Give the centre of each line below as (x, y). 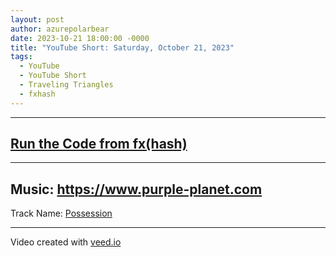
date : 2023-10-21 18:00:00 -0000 (80, 38)
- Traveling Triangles (66, 85)
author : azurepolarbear (60, 29)
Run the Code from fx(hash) (99, 144)
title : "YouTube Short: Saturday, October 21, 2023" (122, 47)
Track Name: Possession (61, 213)
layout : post (37, 19)
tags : (21, 57)
